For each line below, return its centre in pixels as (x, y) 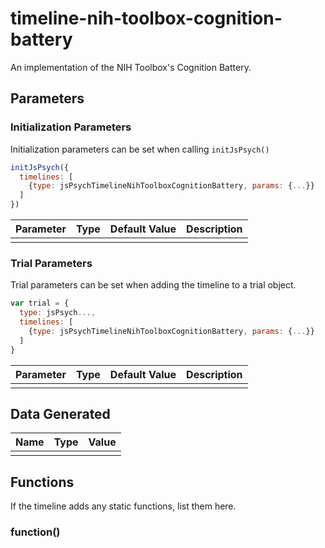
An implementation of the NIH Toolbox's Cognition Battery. (131, 67)
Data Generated (60, 413)
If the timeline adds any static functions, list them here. (123, 506)
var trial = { (40, 303)
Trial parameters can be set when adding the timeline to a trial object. (153, 285)
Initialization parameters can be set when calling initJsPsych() (140, 149)
